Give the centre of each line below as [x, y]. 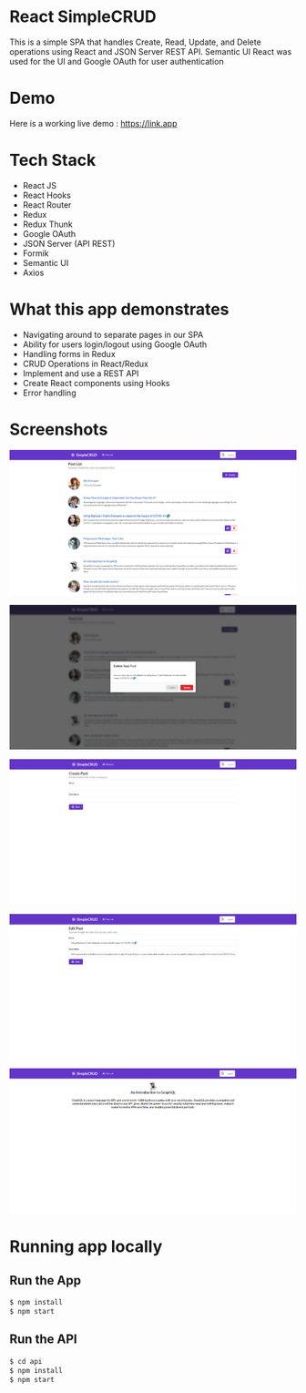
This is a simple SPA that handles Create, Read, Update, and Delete [135, 42]
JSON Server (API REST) [69, 243]
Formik [36, 253]
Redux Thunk [47, 224]
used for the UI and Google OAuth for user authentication [117, 61]
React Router [47, 205]
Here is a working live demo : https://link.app [93, 123]
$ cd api [26, 1361]
